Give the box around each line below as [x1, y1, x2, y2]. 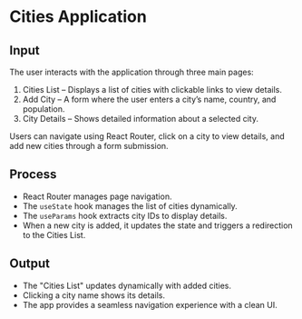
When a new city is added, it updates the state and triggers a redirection [22, 220, 293, 231]
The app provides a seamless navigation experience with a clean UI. [22, 299, 278, 310]
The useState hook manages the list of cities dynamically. [22, 200, 238, 211]
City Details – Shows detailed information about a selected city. [22, 114, 258, 124]
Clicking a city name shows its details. [22, 289, 166, 301]
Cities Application [9, 6, 147, 27]
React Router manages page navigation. [22, 191, 172, 202]
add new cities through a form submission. [9, 141, 170, 151]
